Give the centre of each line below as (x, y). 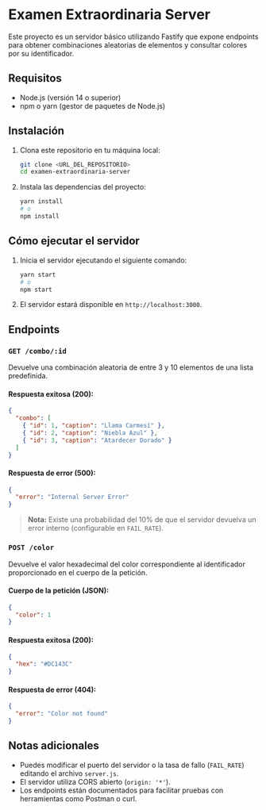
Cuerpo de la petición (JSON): (59, 591)
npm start (36, 290)
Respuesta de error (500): (52, 473)
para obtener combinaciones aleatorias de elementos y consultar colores (128, 44)
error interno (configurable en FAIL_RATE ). (96, 528)
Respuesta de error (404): (52, 689)
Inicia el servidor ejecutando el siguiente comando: (103, 260)
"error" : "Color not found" (62, 714)
